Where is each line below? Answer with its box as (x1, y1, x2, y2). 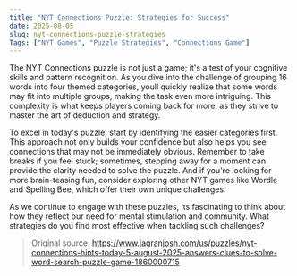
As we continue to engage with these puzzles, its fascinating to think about (9, 202, 286, 213)
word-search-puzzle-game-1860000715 (30, 256, 181, 268)
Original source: (30, 238, 91, 248)
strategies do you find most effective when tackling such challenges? (9, 221, 265, 231)
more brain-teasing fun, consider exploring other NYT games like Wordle (9, 175, 278, 186)
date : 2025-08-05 (9, 21, 74, 30)
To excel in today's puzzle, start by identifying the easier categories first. (9, 127, 278, 138)
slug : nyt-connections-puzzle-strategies (9, 29, 166, 38)
